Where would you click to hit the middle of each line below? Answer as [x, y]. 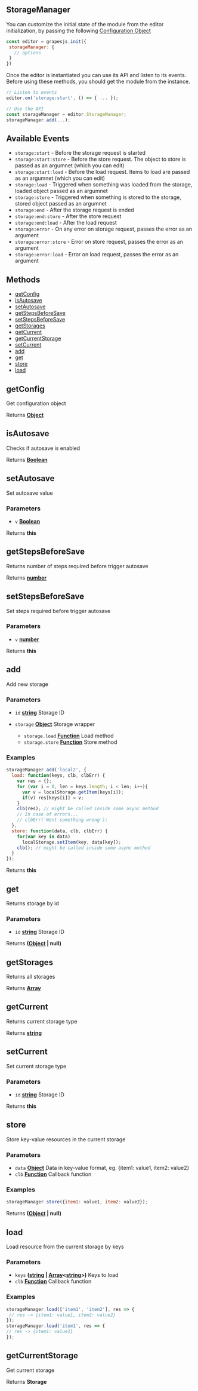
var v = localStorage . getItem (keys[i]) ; [73, 792]
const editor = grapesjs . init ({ [46, 41]
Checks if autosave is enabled [43, 448]
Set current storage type [36, 1066]
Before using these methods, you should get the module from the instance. [98, 82]
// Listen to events [32, 93]
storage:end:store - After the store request [68, 216]
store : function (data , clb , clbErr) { [60, 831]
